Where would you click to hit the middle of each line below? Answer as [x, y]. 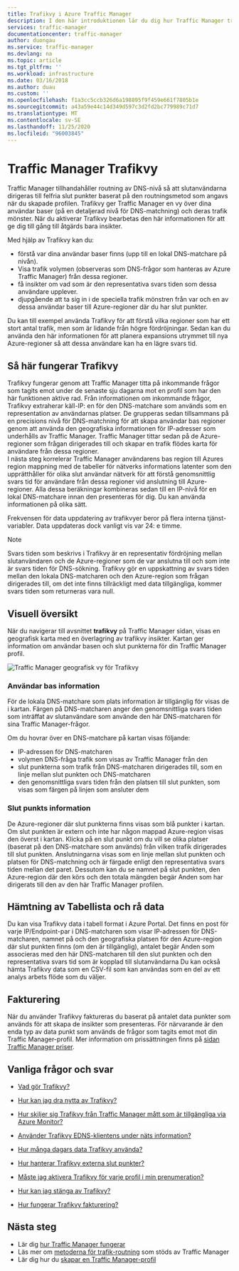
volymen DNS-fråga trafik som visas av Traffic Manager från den [113, 760]
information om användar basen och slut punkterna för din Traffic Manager [117, 645]
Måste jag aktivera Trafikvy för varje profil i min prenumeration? [111, 1177]
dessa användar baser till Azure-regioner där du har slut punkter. [113, 307]
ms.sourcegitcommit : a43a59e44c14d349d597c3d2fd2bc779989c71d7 [103, 107]
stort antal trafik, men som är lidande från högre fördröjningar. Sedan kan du [119, 328]
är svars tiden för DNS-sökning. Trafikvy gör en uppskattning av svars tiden [118, 568]
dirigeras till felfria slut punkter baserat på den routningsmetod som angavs [118, 196]
